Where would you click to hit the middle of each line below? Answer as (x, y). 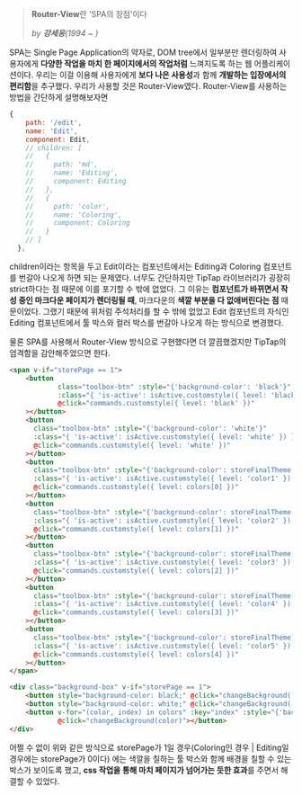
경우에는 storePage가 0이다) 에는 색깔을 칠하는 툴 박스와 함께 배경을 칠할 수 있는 (151, 758)
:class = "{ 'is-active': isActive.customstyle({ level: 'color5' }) (162, 646)
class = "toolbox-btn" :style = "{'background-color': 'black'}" (174, 387)
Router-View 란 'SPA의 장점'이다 (89, 14)
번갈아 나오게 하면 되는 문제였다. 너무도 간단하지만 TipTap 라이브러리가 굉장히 (154, 277)
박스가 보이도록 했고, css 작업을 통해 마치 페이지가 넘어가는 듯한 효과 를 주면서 (144, 770)
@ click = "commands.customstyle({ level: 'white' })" (132, 445)
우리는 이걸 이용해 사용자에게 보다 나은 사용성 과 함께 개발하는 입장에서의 (161, 75)
